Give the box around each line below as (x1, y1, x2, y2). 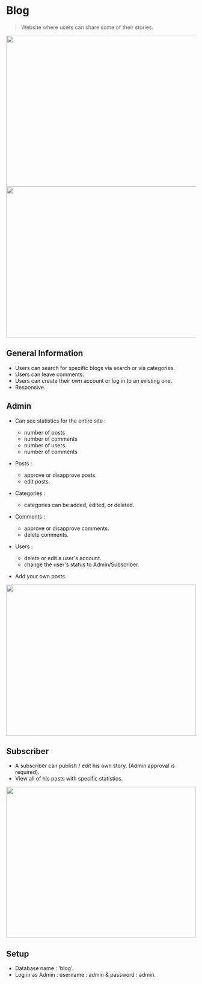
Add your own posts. (14, 572, 67, 580)
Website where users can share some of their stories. (20, 24, 154, 31)
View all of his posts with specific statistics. (14, 775, 123, 782)
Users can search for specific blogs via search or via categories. (14, 364, 176, 371)
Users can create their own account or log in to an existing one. (14, 377, 173, 384)
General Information (6, 348, 84, 359)
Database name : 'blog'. (14, 965, 74, 972)
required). (14, 768, 40, 776)
